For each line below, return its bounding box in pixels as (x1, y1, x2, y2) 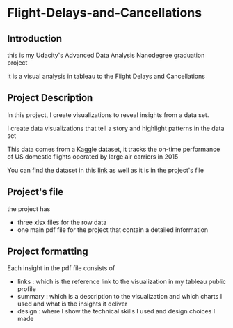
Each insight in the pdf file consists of (7, 264, 115, 272)
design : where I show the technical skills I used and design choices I (17, 307, 216, 315)
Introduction (7, 33, 63, 45)
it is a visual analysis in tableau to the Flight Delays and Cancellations (7, 72, 205, 80)
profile (17, 285, 36, 293)
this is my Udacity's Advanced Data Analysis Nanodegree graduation (7, 51, 205, 59)
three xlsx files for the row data (17, 218, 107, 226)
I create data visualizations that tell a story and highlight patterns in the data (7, 124, 225, 132)
